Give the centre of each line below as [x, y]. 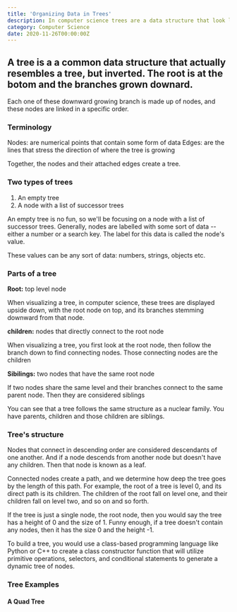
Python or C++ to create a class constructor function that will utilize [106, 551]
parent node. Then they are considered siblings [76, 395]
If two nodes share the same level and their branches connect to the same [115, 387]
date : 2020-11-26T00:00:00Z [49, 34]
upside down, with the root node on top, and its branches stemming [106, 310]
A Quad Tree [26, 601]
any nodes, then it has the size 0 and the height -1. [81, 530]
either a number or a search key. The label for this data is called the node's [116, 233]
